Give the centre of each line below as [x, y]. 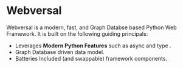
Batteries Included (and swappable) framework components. [91, 58]
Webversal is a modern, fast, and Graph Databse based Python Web [92, 27]
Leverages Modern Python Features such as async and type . [93, 46]
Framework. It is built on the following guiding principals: [77, 33]
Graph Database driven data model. [60, 52]
